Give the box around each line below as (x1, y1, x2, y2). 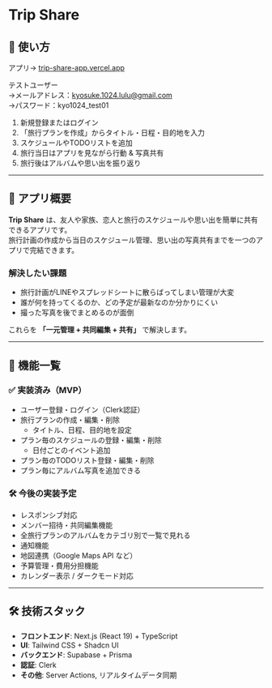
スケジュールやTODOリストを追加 (19, 138, 133, 147)
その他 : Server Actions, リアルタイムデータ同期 (19, 670, 177, 680)
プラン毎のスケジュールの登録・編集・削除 (19, 435, 162, 445)
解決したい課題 (8, 267, 67, 279)
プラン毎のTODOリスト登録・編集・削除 (19, 455, 155, 465)
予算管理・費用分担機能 (19, 561, 99, 570)
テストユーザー (8, 80, 58, 90)
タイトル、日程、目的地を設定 (32, 425, 132, 434)
